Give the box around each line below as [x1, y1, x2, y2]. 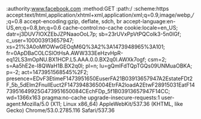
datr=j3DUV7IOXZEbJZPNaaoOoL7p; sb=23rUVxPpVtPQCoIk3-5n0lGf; [6, 30, 182, 38]
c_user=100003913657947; [6, 37, 74, 44]
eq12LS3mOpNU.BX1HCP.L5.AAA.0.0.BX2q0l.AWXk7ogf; [6, 56, 147, 63]
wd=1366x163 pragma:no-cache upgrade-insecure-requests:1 [6, 94, 160, 101]
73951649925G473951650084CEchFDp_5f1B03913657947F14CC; [6, 88, 170, 94]
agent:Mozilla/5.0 [6, 100, 49, 107]
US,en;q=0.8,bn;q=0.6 [6, 24, 62, 31]
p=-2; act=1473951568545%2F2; [6, 69, 89, 75]
